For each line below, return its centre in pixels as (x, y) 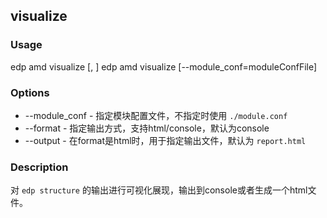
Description (39, 167)
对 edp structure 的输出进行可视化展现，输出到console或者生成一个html (159, 190)
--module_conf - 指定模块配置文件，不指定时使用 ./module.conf (156, 115)
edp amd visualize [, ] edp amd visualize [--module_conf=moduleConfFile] (164, 66)
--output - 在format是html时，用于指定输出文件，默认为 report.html (165, 140)
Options (30, 92)
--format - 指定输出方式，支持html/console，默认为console (147, 128)
